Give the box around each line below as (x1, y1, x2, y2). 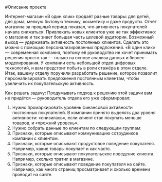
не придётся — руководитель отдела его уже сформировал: (5, 95, 131, 101)
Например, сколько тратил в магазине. (12, 156, 94, 162)
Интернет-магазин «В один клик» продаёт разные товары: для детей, (5, 14, 150, 19)
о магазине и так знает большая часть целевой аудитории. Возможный (5, 34, 154, 40)
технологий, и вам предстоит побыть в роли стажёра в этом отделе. (5, 65, 148, 71)
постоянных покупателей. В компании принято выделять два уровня (12, 110, 156, 116)
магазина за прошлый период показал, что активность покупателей (5, 24, 147, 30)
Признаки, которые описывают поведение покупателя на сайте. (12, 161, 146, 167)
